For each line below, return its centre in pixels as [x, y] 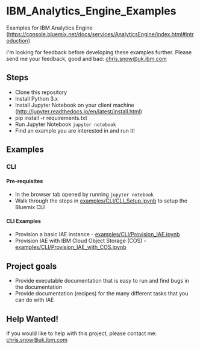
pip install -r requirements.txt [51, 118]
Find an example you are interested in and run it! [75, 130]
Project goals [32, 266]
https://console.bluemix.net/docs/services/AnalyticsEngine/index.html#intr [101, 34]
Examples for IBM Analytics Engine [50, 28]
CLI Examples [23, 221]
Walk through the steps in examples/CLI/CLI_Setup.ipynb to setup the [101, 201]
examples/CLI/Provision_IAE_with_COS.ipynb [70, 247]
